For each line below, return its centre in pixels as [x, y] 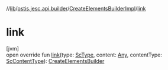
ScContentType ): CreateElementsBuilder [55, 61]
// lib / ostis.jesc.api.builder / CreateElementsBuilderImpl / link [76, 9]
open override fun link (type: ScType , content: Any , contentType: [84, 55]
